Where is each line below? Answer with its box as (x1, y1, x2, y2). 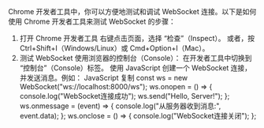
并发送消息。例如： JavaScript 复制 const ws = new (19, 73, 188, 82)
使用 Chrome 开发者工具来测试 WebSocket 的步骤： (8, 17, 176, 26)
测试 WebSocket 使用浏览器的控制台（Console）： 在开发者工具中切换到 (19, 54, 252, 62)
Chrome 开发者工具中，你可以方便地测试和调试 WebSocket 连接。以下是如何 (8, 7, 257, 16)
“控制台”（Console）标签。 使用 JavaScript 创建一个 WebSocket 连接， (19, 63, 252, 73)
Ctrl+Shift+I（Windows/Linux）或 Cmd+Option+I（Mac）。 (19, 43, 210, 53)
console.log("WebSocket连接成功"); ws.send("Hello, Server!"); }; (19, 92, 230, 100)
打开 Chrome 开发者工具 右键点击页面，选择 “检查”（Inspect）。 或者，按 (19, 34, 255, 43)
